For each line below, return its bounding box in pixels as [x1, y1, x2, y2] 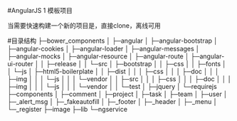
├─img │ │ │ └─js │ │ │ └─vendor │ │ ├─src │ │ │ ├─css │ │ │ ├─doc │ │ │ [7, 75, 232, 83]
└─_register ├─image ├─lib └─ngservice [7, 105, 128, 113]
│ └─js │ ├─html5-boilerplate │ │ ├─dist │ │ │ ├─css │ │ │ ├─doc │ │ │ [7, 67, 219, 75]
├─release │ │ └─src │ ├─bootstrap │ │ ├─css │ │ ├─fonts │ [46, 60, 226, 68]
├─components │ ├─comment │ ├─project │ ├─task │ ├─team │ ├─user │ [7, 90, 228, 98]
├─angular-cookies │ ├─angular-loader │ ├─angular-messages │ [7, 45, 201, 53]
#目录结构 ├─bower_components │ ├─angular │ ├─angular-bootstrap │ [7, 36, 218, 45]
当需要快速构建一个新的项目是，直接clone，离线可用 [7, 21, 162, 30]
